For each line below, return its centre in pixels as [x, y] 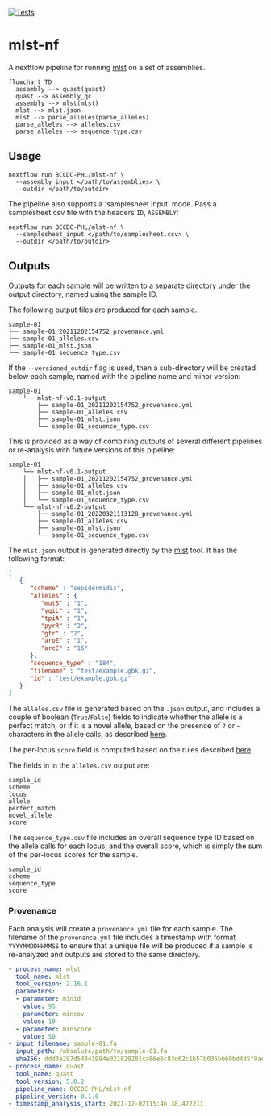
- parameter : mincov [50, 1014]
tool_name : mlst [43, 976]
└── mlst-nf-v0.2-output [65, 507]
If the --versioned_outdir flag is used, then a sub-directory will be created [132, 368]
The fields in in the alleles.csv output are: [79, 765]
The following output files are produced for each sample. [103, 310]
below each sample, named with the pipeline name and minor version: [125, 376]
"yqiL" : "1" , [65, 610]
